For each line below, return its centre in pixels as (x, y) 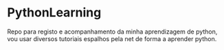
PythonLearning (54, 13)
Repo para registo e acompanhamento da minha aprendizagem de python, (112, 32)
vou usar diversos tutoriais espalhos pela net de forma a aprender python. (112, 38)
